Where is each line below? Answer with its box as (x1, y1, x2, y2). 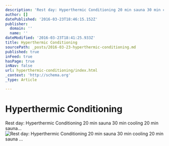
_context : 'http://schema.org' (5, 73, 71, 78)
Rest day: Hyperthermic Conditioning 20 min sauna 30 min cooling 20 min (5, 120, 158, 126)
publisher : (5, 21, 28, 27)
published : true (5, 49, 39, 54)
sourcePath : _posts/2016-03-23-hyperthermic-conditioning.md (5, 45, 136, 50)
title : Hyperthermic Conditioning (5, 40, 78, 45)
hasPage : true (5, 59, 35, 64)
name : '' (10, 31, 28, 36)
